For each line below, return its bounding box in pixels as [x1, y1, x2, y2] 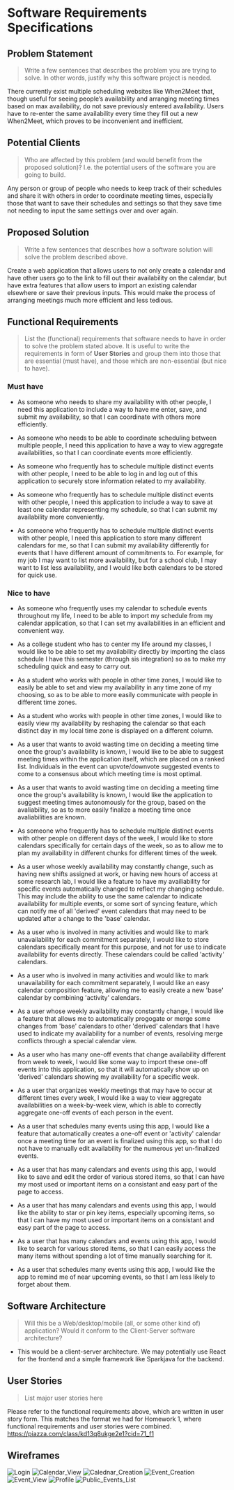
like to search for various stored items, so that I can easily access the [17, 1245, 216, 1253]
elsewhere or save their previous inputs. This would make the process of [7, 288, 216, 296]
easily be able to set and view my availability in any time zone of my [17, 683, 212, 692]
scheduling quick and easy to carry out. [17, 662, 132, 671]
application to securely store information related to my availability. [17, 477, 207, 485]
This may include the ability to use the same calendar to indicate [17, 892, 203, 901]
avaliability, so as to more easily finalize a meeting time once [17, 805, 192, 814]
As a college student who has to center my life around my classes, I [17, 640, 211, 648]
